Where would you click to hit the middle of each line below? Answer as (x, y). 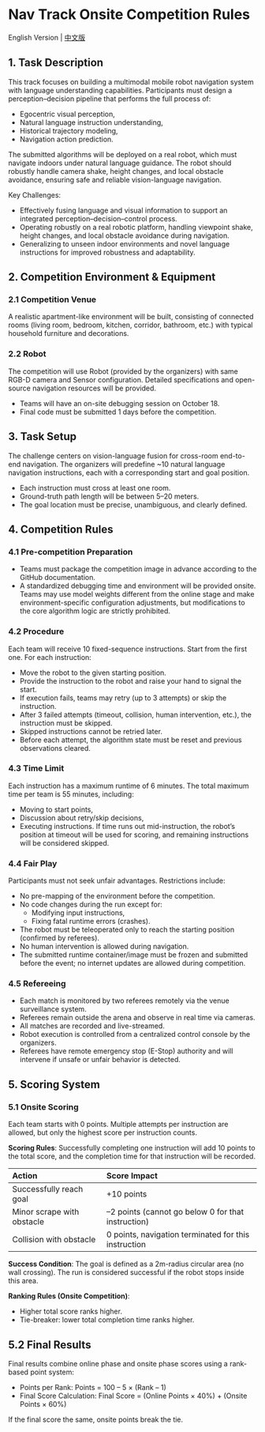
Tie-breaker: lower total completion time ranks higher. (107, 1320)
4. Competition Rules (61, 529)
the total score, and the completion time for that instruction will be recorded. (132, 1156)
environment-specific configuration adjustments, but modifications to (132, 603)
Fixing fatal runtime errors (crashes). (91, 921)
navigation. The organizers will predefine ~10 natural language (124, 464)
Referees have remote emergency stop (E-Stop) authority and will (126, 1051)
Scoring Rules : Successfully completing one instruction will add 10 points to (132, 1148)
